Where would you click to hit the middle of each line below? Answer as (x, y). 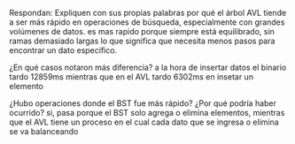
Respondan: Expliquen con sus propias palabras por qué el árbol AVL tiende (148, 13)
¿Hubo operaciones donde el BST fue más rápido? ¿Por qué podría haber (143, 103)
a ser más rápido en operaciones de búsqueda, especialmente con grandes (147, 22)
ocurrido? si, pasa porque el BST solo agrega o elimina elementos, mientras (147, 113)
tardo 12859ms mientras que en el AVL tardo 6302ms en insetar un (132, 77)
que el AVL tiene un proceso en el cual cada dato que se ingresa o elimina (144, 122)
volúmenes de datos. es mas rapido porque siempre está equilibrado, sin (142, 31)
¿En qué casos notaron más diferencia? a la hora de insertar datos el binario (148, 67)
